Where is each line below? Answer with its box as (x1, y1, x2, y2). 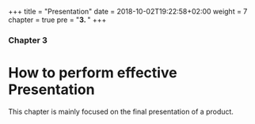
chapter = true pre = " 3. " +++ (8, 15, 107, 24)
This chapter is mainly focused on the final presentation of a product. (8, 107, 234, 116)
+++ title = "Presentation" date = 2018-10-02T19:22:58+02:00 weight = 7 (8, 7, 248, 16)
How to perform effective (8, 64, 177, 82)
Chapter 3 (8, 35, 48, 46)
